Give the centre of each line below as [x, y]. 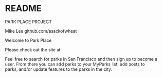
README [23, 8]
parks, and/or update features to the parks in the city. [59, 69]
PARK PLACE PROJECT [28, 22]
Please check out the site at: [33, 50]
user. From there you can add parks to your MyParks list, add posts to [75, 64]
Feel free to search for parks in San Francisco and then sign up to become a [81, 59]
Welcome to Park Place [28, 40]
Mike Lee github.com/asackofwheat [41, 31]
